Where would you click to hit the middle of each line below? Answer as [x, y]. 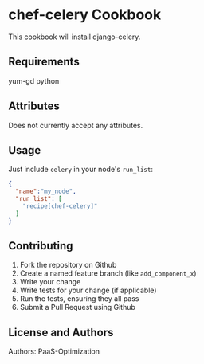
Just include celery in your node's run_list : [81, 170]
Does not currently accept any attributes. [76, 125]
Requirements [44, 62]
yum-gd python [34, 80]
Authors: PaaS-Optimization [54, 351]
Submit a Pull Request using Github [77, 307]
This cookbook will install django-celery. [75, 37]
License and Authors [61, 332]
